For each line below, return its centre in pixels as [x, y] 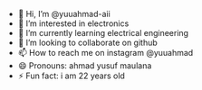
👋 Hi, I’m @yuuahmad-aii [64, 14]
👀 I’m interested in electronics [73, 23]
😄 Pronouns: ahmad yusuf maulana [85, 66]
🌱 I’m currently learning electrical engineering [103, 33]
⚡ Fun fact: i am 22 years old [71, 76]
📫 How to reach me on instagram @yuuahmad [106, 53]
